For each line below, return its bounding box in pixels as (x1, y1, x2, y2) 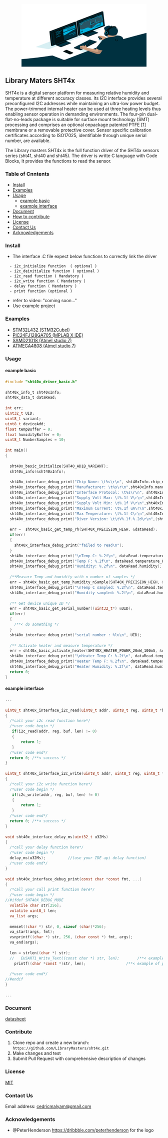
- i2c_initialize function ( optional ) (9, 264, 97, 269)
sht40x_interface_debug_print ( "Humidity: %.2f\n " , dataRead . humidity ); (9, 564, 162, 569)
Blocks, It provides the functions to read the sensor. (5, 158, 111, 164)
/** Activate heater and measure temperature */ (9, 643, 113, 648)
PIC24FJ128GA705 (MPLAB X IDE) (12, 332, 83, 338)
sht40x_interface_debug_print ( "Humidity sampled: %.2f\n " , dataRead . (9, 590, 157, 595)
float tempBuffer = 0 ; (5, 427, 52, 432)
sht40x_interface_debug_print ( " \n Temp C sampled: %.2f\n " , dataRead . (9, 585, 157, 590)
